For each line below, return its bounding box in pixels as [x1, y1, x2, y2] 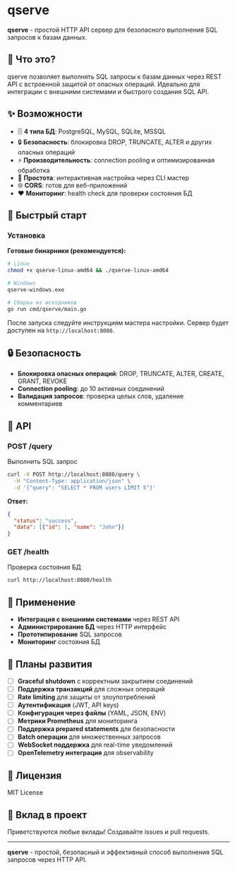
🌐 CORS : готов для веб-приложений [17, 181, 128, 189]
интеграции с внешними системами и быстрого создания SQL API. [7, 87, 209, 95]
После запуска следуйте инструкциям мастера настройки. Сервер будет [7, 318, 229, 327]
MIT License [7, 788, 44, 797]
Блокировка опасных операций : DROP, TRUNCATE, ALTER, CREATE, [17, 370, 224, 378]
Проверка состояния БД [7, 563, 81, 571]
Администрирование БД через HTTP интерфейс [17, 623, 167, 631]
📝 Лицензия [7, 769, 62, 781]
